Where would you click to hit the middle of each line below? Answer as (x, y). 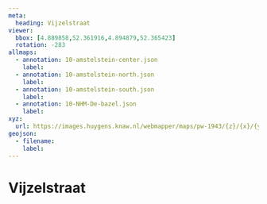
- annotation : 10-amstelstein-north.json (85, 75)
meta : (17, 15)
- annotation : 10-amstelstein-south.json (85, 89)
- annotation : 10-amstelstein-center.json (87, 60)
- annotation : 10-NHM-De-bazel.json (76, 104)
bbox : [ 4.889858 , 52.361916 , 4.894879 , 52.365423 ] (96, 38)
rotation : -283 (41, 45)
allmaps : (23, 52)
